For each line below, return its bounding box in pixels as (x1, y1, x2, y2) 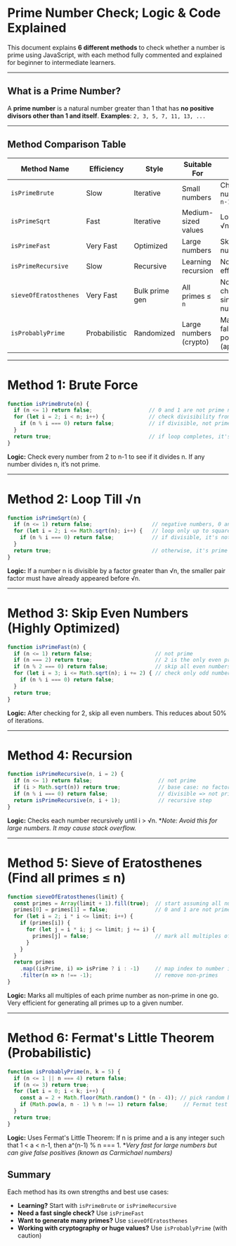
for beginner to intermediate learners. (7, 58, 116, 66)
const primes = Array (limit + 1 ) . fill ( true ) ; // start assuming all (13, 900, 221, 907)
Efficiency (88, 164, 124, 173)
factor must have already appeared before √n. (7, 574, 140, 582)
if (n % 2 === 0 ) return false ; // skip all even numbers (13, 663, 231, 670)
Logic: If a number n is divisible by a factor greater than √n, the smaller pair (7, 566, 226, 575)
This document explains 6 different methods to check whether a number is (7, 43, 225, 51)
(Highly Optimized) (7, 620, 121, 636)
